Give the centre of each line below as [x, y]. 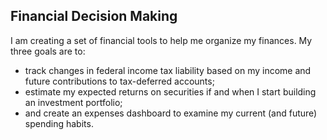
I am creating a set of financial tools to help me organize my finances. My [161, 40]
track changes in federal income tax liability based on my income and [168, 70]
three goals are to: [48, 51]
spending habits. [59, 123]
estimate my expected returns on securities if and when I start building [170, 91]
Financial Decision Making [94, 16]
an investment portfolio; [73, 102]
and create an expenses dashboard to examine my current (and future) [171, 113]
